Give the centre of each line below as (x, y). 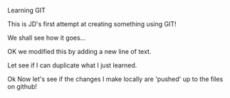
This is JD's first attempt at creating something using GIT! (92, 24)
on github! (22, 87)
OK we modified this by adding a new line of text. (79, 51)
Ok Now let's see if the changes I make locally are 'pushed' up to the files (115, 79)
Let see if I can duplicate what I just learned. (72, 65)
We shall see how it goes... (47, 38)
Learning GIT (27, 10)
